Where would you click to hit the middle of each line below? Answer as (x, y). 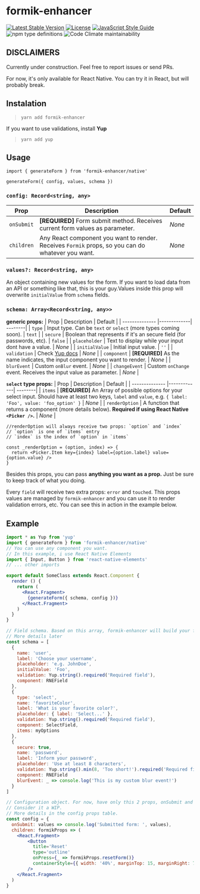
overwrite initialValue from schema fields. (58, 295)
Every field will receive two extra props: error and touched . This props (93, 492)
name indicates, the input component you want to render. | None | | (88, 360)
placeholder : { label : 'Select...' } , (65, 714)
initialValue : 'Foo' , (43, 670)
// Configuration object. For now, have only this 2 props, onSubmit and (100, 802)
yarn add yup (37, 139)
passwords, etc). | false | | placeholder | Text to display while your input (95, 341)
